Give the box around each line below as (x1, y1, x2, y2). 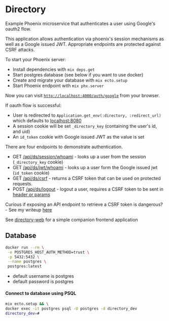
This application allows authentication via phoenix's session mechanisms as (5, 36, 164, 42)
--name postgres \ (7, 259, 47, 264)
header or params (12, 191, 51, 197)
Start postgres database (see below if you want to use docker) (12, 71, 144, 77)
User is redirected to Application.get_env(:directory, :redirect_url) (12, 112, 161, 118)
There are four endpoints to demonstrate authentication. (5, 144, 123, 150)
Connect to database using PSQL (5, 290, 77, 296)
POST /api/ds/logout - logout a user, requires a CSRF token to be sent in (12, 186, 163, 192)
